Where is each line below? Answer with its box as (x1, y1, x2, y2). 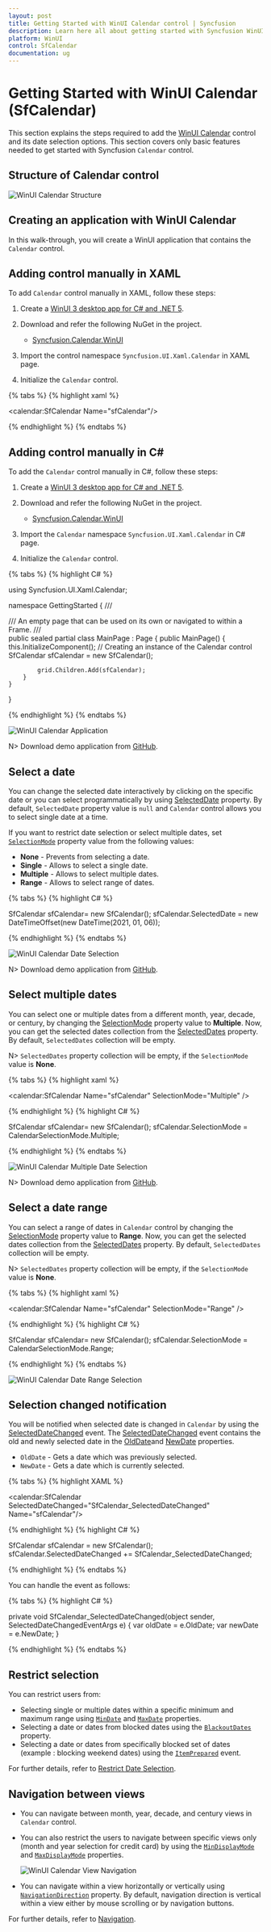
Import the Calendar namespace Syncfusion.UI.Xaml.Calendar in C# (19, 530, 246, 540)
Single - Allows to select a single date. (19, 861, 148, 870)
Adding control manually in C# (8, 445, 165, 459)
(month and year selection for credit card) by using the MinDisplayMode (19, 1842, 255, 1851)
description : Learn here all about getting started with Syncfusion (8, 27, 244, 35)
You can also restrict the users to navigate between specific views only (19, 1833, 257, 1842)
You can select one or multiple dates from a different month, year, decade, (8, 1009, 256, 1018)
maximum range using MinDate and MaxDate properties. (19, 1714, 202, 1724)
